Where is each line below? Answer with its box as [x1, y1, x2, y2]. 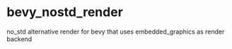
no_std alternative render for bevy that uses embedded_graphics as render [6, 27, 225, 36]
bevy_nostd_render [6, 4, 123, 20]
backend [6, 34, 33, 43]
